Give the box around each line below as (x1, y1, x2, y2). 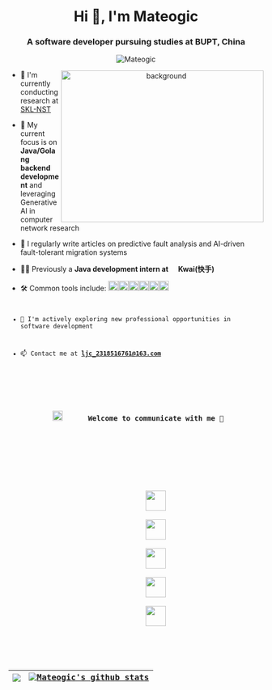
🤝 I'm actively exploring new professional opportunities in (19, 315, 232, 324)
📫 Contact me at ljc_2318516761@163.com (19, 349, 162, 358)
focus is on (19, 138, 57, 147)
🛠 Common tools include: (19, 283, 107, 294)
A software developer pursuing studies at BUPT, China (27, 36, 245, 48)
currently (19, 78, 51, 88)
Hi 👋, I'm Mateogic (73, 7, 199, 26)
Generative (19, 197, 57, 207)
